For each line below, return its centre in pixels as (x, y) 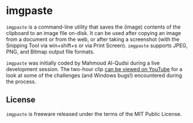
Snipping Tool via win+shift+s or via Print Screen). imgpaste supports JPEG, (97, 45)
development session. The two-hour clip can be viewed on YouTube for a (94, 69)
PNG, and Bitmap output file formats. (50, 51)
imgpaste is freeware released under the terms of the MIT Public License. (94, 114)
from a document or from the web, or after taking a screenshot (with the (93, 39)
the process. (21, 81)
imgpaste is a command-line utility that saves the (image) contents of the (94, 27)
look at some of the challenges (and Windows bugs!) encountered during (94, 75)
